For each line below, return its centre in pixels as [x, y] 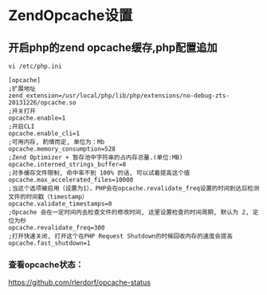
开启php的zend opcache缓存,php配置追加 [113, 47]
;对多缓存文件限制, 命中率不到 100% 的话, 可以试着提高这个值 [99, 173]
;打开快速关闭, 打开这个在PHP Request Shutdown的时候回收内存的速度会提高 [121, 236]
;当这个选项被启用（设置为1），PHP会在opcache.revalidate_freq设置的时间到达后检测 [134, 188]
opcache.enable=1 [37, 118]
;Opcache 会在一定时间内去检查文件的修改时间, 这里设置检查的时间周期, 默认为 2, [129, 212]
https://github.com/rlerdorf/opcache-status [80, 282]
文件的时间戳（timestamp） [48, 197]
